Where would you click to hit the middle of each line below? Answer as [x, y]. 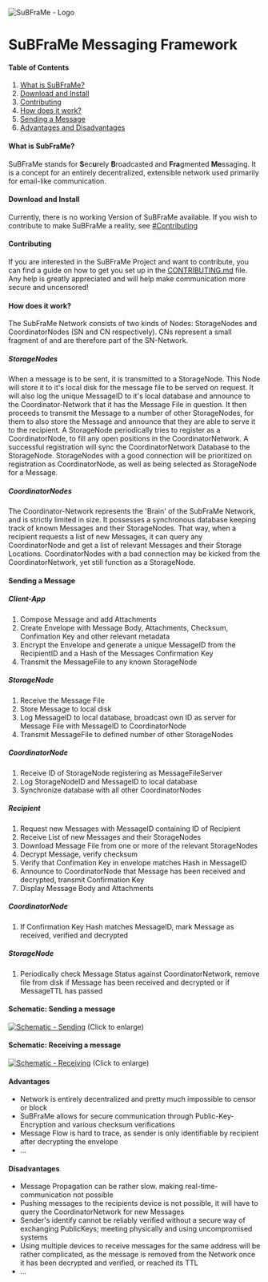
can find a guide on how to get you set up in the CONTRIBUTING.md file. [128, 270]
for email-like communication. [57, 181]
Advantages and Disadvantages [72, 127]
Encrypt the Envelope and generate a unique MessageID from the [128, 644]
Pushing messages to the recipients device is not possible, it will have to [139, 1203]
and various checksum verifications [116, 1125]
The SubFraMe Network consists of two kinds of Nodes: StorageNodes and [133, 324]
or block [34, 1108]
